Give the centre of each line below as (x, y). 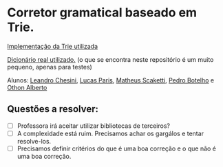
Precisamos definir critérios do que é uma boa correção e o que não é (117, 148)
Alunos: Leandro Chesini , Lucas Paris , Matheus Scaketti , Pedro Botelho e (111, 80)
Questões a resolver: (53, 109)
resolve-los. (34, 141)
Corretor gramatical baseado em (102, 13)
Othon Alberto (27, 87)
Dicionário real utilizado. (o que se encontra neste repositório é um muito (110, 59)
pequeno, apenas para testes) (50, 67)
